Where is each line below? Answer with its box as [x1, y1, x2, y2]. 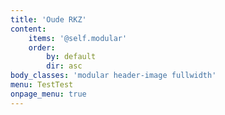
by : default [46, 52, 97, 62]
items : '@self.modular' [28, 33, 128, 43]
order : [28, 42, 56, 53]
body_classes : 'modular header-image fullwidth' [10, 71, 217, 81]
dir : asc [46, 61, 83, 71]
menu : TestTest [10, 80, 74, 90]
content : [10, 24, 47, 34]
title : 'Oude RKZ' [10, 14, 87, 25]
